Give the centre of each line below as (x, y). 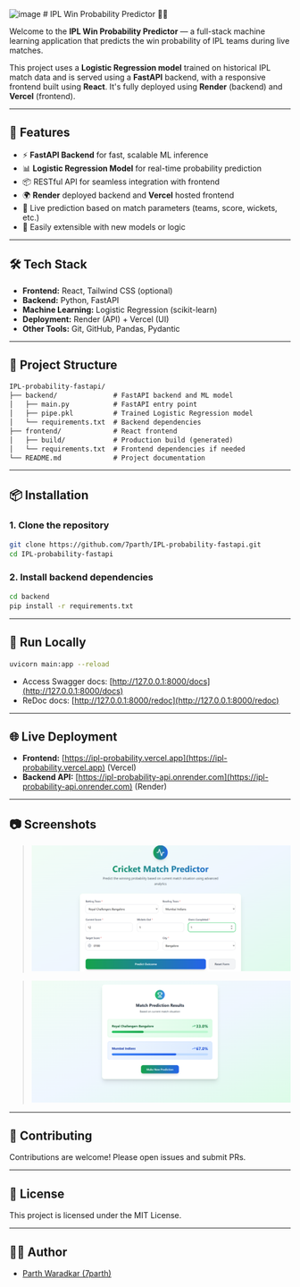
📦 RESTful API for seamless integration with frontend (121, 182)
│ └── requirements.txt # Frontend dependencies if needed (127, 449)
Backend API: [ (50, 777)
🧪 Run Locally (48, 643)
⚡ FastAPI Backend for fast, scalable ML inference (115, 155)
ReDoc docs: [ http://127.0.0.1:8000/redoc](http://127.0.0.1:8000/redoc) (150, 700)
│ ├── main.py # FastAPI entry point (104, 405)
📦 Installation (49, 495)
